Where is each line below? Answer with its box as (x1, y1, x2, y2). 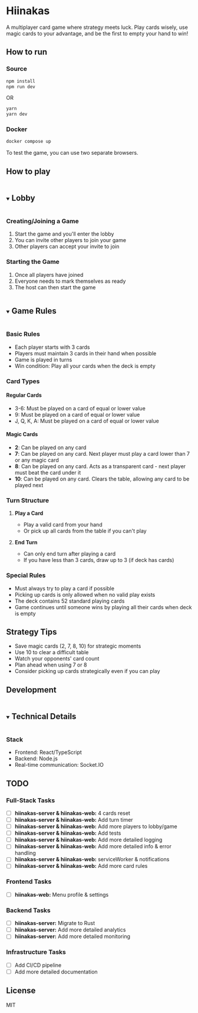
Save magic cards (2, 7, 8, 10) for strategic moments (14, 642, 141, 650)
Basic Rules (6, 330, 40, 338)
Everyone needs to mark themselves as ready (14, 277, 126, 285)
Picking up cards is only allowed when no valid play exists (14, 591, 156, 598)
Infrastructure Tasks (6, 948, 66, 956)
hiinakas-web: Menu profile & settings (14, 891, 109, 898)
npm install (6, 78, 35, 84)
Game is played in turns (14, 356, 72, 363)
